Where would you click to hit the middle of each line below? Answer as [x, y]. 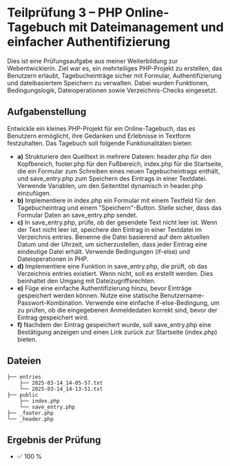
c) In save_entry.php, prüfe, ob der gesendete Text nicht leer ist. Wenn [117, 222]
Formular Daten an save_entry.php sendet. [77, 215]
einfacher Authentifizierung [89, 42]
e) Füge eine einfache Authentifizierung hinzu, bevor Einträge [104, 288]
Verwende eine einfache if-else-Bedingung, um [153, 303]
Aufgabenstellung [47, 112]
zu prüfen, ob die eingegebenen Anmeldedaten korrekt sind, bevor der [117, 310]
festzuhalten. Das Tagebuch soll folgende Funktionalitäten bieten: [100, 143]
